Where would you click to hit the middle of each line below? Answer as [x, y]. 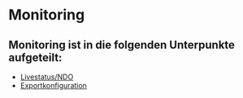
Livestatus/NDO [47, 77]
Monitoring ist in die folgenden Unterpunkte [122, 45]
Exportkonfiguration [54, 85]
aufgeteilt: [35, 57]
